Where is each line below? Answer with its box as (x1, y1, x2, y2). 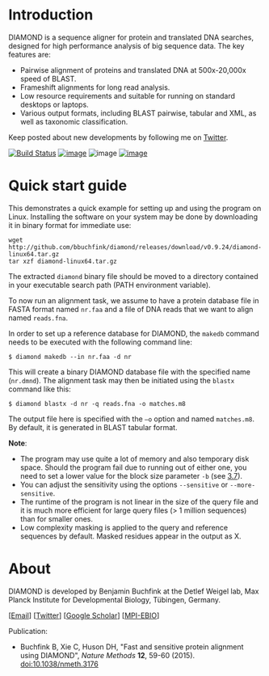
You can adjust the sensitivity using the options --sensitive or (19, 480, 229, 489)
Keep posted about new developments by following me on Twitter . (8, 132, 229, 142)
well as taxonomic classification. (19, 116, 128, 126)
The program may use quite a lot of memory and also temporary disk (19, 454, 250, 463)
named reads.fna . (8, 313, 69, 323)
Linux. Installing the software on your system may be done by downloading (8, 212, 258, 222)
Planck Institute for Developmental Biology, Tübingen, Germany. (8, 594, 221, 604)
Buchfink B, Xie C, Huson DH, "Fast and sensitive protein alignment (19, 641, 244, 652)
